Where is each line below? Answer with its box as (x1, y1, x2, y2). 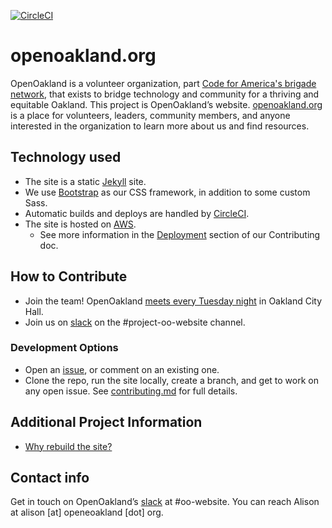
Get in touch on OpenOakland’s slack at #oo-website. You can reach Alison (10, 496, 320, 508)
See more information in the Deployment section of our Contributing (39, 228, 321, 240)
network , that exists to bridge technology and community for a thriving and (10, 88, 320, 100)
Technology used (10, 149, 122, 166)
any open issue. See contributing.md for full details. (24, 385, 238, 397)
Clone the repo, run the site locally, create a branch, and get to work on (24, 374, 319, 386)
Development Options (10, 341, 119, 355)
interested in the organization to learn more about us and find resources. (10, 120, 310, 132)
